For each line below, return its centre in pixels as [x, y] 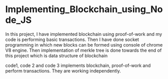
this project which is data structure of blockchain [57, 55]
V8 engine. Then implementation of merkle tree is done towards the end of [83, 50]
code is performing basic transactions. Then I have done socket [72, 39]
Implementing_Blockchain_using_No [84, 9]
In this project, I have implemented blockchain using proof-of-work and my [84, 34]
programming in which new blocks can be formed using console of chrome [84, 45]
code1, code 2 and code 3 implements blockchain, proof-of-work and [78, 65]
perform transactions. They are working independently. [63, 71]
